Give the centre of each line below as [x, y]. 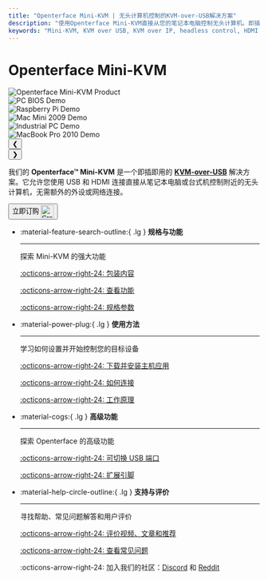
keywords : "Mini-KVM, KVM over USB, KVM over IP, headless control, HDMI [134, 30]
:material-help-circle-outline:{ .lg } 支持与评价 [95, 492]
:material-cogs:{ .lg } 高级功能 [69, 417]
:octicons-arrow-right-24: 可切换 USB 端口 [89, 458]
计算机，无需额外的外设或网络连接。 [68, 192]
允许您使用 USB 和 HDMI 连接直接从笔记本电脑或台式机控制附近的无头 [144, 182]
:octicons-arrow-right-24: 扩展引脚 [77, 475]
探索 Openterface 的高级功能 [67, 441]
